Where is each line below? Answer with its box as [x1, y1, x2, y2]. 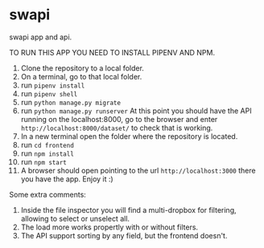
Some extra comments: [9, 189, 87, 199]
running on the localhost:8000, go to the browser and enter [20, 114, 218, 124]
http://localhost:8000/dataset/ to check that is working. [20, 123, 213, 132]
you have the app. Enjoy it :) [20, 174, 113, 184]
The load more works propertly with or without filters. [20, 222, 199, 232]
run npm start [20, 157, 67, 166]
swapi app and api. [9, 32, 72, 42]
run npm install [20, 148, 75, 158]
